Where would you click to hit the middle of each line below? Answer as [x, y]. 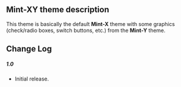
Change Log [29, 49]
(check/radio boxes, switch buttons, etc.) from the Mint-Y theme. [86, 30]
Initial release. [32, 79]
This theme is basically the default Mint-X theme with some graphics [90, 24]
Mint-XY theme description [58, 10]
